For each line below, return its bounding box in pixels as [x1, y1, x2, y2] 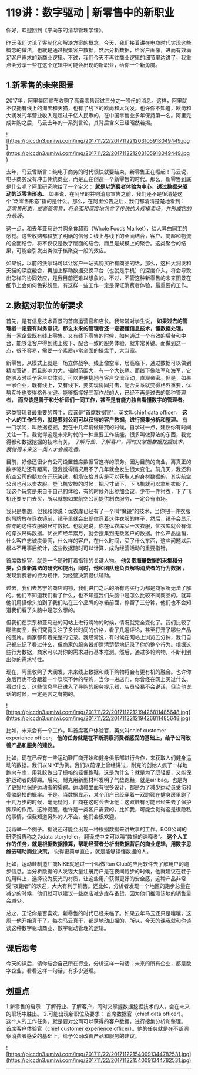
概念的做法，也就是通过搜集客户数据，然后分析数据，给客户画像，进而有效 [6, 46, 186, 54]
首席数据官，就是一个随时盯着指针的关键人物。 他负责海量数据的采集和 [6, 557, 177, 564]
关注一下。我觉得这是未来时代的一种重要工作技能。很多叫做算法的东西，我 [6, 430, 186, 438]
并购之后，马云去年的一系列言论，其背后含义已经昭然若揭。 [11, 119, 156, 126]
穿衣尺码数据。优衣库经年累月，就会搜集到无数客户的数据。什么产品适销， [11, 530, 192, 537]
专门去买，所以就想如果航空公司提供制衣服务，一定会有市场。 [21, 495, 171, 502]
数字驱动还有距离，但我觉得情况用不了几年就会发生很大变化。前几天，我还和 [6, 465, 192, 472]
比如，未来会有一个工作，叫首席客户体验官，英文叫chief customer [6, 726, 166, 734]
